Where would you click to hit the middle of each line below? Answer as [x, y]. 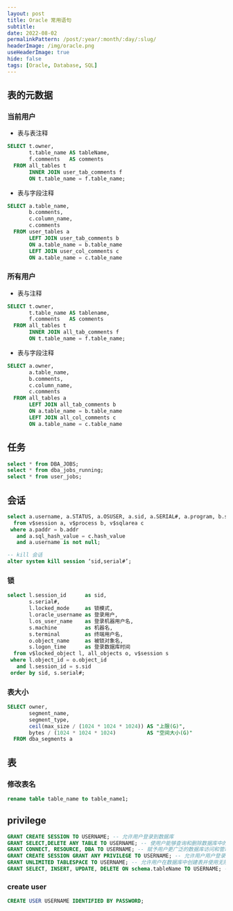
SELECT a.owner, [31, 366]
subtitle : [21, 26]
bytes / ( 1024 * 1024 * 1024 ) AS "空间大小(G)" [111, 733]
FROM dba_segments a [43, 739]
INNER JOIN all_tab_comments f [74, 332]
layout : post [26, 14]
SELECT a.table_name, [38, 206]
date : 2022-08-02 [32, 33]
